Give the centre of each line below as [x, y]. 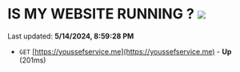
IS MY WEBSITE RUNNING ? [101, 14]
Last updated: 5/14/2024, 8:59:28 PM [71, 36]
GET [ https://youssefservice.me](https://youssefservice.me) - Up [125, 51]
